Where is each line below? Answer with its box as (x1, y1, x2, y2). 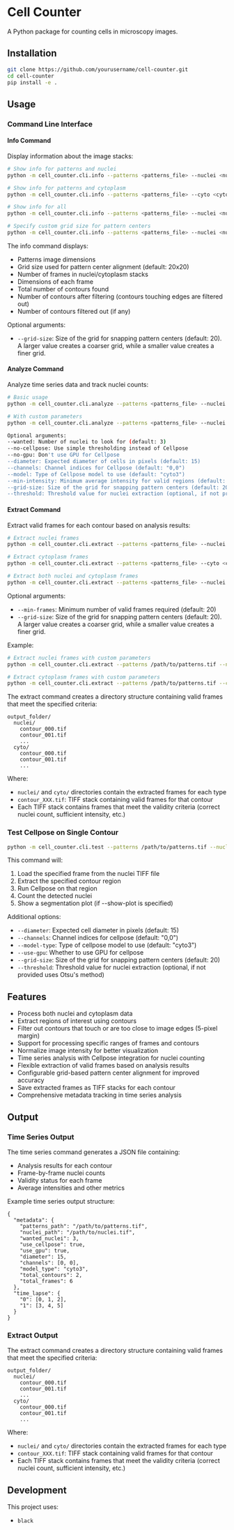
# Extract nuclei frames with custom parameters (7, 654, 151, 661)
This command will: (7, 856, 63, 865)
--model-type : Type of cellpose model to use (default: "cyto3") (17, 941, 197, 949)
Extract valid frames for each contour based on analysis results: (7, 521, 191, 529)
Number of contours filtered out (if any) (17, 307, 131, 315)
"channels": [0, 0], (19, 1259, 79, 1266)
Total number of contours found (17, 285, 109, 293)
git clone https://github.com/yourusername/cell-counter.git (7, 66, 189, 73)
